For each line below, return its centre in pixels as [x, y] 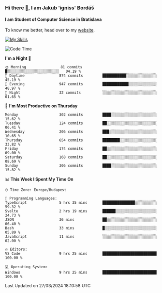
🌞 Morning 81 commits [44, 67]
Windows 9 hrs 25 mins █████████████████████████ [81, 273]
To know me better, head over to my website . [50, 30]
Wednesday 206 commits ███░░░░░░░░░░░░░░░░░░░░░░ [81, 132]
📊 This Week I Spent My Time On [39, 179]
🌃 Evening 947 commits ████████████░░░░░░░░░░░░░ [81, 84]
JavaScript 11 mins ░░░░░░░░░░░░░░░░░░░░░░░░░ [81, 237]
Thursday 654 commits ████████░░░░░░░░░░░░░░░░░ [81, 140]
